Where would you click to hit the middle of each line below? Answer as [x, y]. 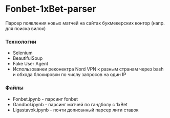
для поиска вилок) [26, 28]
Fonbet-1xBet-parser [51, 9]
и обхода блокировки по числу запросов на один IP [69, 75]
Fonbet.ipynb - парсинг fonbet [45, 99]
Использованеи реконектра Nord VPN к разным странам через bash [88, 69]
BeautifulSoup [28, 58]
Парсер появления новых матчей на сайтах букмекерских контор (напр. [85, 23]
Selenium [23, 53]
